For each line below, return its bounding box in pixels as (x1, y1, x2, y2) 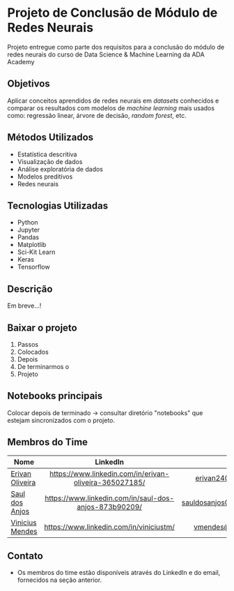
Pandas (17, 233, 40, 241)
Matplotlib (17, 241, 47, 249)
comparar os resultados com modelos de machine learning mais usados (7, 103, 214, 112)
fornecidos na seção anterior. (17, 576, 102, 584)
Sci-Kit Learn (17, 248, 56, 256)
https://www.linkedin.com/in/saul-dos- (45, 493, 175, 503)
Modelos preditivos (17, 172, 73, 181)
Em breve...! (7, 301, 42, 310)
